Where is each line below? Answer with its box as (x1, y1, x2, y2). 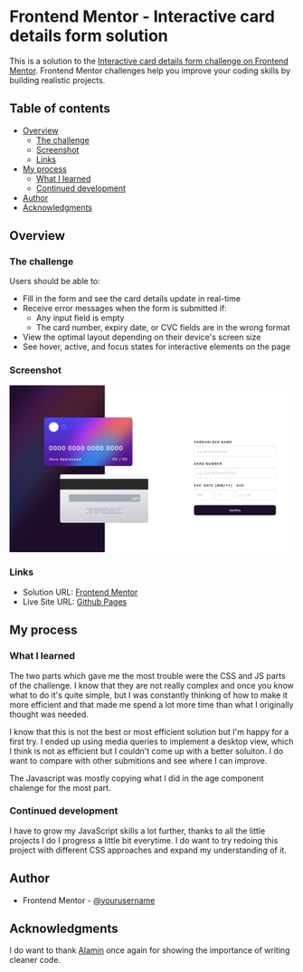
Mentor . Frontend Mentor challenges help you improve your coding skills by (9, 65, 291, 76)
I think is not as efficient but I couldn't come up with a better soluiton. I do (9, 745, 284, 757)
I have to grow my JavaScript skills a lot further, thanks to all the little (9, 825, 266, 836)
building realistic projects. (9, 74, 106, 85)
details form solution (9, 25, 169, 46)
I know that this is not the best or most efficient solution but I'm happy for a (9, 726, 289, 737)
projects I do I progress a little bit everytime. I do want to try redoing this (9, 834, 279, 845)
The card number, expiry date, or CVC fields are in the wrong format (35, 322, 291, 333)
